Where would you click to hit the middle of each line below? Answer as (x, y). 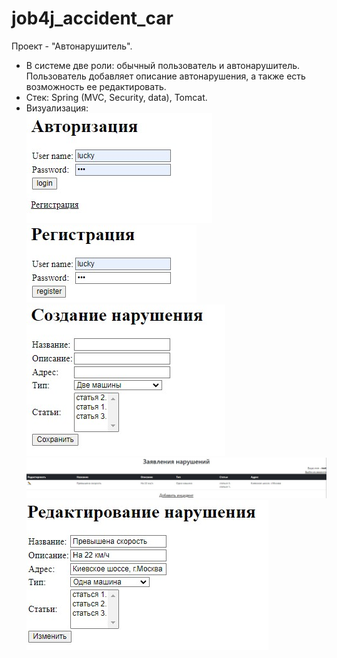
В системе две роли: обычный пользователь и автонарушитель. (163, 65)
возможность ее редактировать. (96, 86)
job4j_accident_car (92, 18)
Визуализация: (57, 108)
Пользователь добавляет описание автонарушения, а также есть (165, 76)
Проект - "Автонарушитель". (72, 46)
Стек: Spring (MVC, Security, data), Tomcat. (116, 97)
